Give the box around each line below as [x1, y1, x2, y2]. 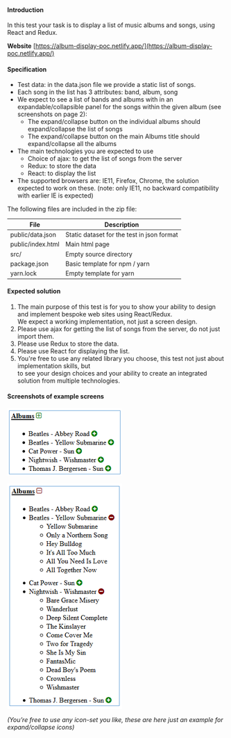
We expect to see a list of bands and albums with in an [17, 95, 173, 104]
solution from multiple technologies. [17, 376, 120, 385]
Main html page [65, 240, 110, 248]
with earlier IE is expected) [17, 191, 94, 200]
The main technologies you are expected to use [17, 147, 154, 156]
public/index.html [10, 240, 60, 248]
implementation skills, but [17, 362, 91, 370]
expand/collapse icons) [7, 723, 75, 732]
